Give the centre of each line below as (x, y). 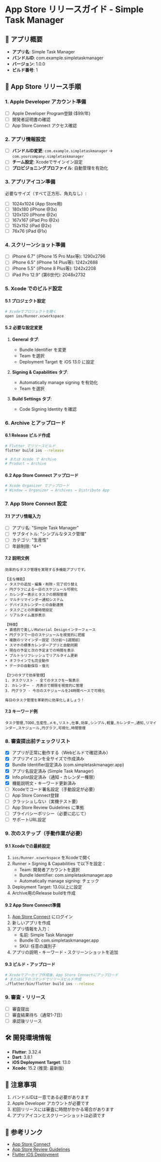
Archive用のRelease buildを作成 (44, 893)
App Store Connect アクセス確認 (44, 125)
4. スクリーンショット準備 (35, 245)
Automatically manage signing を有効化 (58, 382)
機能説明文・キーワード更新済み (44, 783)
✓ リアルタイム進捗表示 (25, 615)
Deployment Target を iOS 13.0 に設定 (57, 362)
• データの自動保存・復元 (27, 666)
